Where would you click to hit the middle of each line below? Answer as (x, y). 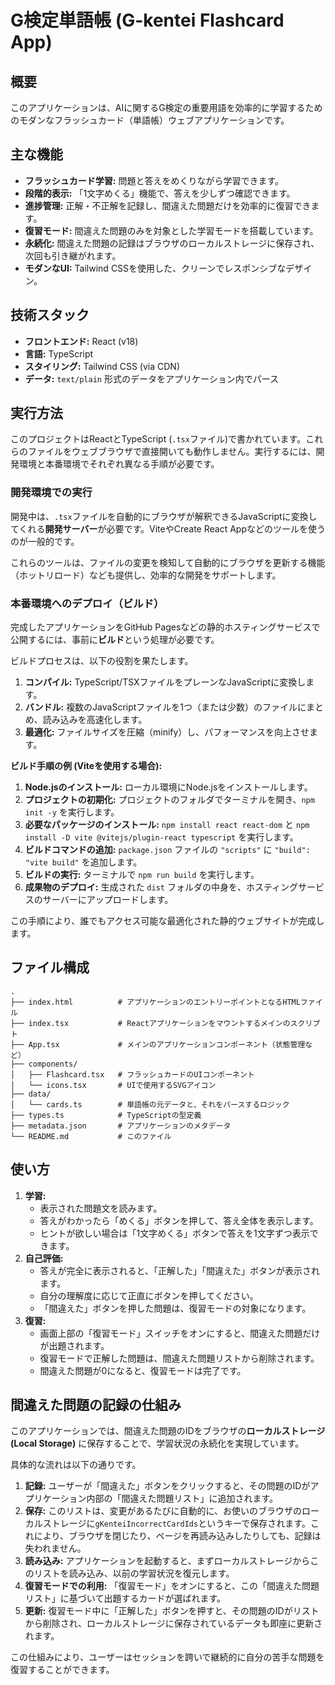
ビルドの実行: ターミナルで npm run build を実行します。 (142, 875)
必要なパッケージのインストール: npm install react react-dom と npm (167, 825)
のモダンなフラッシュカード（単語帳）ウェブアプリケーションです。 (150, 120)
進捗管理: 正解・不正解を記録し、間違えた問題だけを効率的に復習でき (168, 205)
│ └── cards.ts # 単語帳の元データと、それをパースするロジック (150, 1104)
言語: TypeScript (59, 353)
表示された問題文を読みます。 (101, 1208)
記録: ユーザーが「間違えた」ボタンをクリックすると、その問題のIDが (167, 1486)
